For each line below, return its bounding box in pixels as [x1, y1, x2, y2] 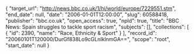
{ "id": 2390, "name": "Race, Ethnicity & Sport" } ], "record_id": [5, 30, 157, 37]
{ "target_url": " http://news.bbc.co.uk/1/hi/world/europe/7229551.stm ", [5, 5, 176, 12]
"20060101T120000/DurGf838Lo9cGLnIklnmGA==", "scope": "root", [5, 36, 171, 42]
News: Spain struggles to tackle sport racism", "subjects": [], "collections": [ [5, 23, 189, 30]
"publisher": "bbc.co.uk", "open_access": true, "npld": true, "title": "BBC [5, 17, 179, 24]
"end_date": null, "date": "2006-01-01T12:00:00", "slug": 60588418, [5, 11, 168, 18]
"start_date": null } [5, 42, 50, 49]
